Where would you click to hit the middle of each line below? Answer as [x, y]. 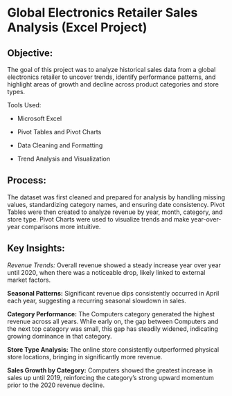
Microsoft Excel [39, 118]
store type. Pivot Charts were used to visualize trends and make [98, 219]
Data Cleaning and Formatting [60, 145]
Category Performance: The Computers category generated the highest [111, 314]
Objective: [30, 53]
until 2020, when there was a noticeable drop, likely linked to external [106, 272]
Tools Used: [24, 105]
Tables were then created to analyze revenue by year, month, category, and [115, 212]
